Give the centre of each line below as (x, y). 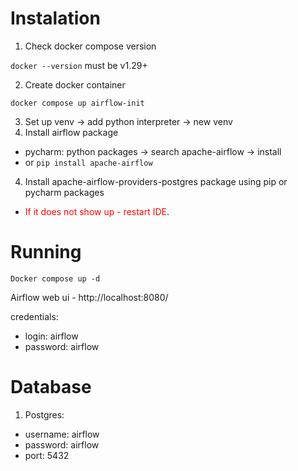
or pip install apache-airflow (88, 162)
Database (51, 387)
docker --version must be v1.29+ (79, 65)
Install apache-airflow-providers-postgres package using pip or (156, 181)
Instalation (55, 18)
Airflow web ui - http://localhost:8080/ (89, 297)
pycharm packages (64, 192)
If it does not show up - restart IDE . (97, 211)
